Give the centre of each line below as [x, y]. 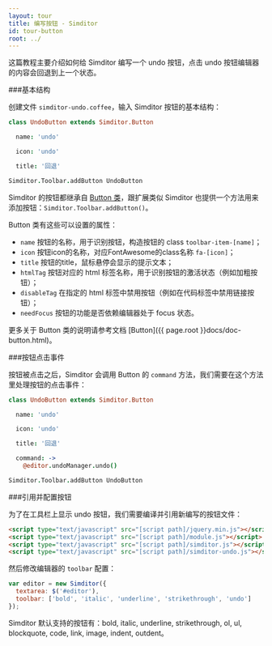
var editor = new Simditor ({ [57, 584]
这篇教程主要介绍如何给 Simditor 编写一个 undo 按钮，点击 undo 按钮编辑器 [134, 62]
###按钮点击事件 [36, 357]
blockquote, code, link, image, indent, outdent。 [88, 633]
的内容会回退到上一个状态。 [55, 73]
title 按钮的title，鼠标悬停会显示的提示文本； [97, 262]
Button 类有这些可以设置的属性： [63, 224]
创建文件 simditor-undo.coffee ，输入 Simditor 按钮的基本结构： [115, 107]
